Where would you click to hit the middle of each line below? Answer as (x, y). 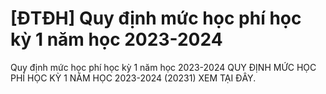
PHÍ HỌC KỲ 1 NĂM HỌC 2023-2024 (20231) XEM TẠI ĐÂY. (133, 78)
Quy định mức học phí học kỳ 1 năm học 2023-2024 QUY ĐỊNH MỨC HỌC (163, 67)
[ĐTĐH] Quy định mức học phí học (156, 18)
